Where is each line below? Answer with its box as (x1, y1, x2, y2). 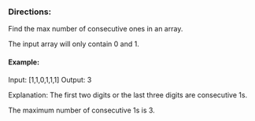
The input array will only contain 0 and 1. (8, 39, 139, 49)
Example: (8, 57, 40, 67)
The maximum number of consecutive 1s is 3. (8, 105, 155, 115)
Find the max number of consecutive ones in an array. (8, 24, 183, 34)
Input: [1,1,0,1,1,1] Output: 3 (8, 75, 92, 84)
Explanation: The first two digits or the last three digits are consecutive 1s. (8, 90, 248, 100)
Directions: (8, 6, 52, 17)
